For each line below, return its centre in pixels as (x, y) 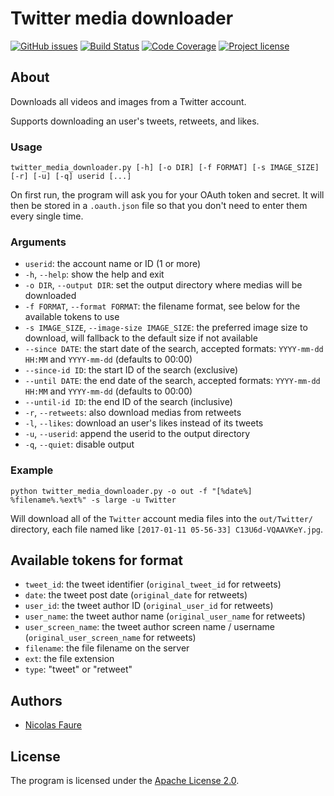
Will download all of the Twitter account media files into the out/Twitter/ (162, 518)
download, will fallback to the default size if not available (141, 338)
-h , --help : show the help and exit (94, 274)
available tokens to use (72, 317)
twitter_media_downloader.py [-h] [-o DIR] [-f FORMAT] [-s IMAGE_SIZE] (165, 168)
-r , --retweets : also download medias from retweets (133, 413)
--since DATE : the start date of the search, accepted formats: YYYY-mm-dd (174, 349)
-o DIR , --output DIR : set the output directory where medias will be (163, 285)
